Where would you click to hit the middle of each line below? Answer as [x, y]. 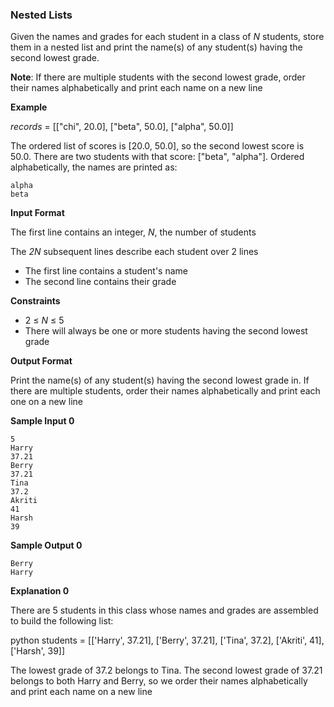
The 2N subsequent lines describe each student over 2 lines [134, 252]
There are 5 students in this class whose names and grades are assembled [164, 610]
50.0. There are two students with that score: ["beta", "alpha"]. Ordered [157, 157]
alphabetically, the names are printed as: [94, 167]
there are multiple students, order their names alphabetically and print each [165, 391]
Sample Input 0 [42, 421]
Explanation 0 [40, 591]
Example [29, 107]
